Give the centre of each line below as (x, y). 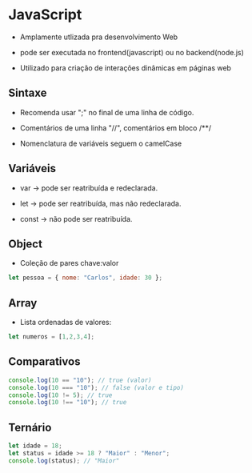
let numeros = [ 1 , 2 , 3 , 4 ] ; (51, 337)
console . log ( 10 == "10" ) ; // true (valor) (80, 380)
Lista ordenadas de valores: (66, 323)
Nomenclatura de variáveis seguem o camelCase (101, 143)
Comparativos (44, 362)
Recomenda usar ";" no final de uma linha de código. (107, 112)
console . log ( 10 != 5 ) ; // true (60, 395)
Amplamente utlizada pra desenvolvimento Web (99, 37)
